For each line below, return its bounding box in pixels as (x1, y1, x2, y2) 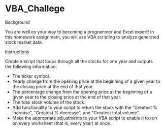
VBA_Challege (5, 3, 65, 14)
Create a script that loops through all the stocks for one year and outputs (5, 58, 153, 64)
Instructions (5, 49, 30, 55)
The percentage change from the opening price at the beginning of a (12, 89, 152, 95)
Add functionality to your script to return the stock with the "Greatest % (12, 104, 158, 110)
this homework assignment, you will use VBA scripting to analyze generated (5, 34, 159, 40)
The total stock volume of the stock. (12, 99, 86, 105)
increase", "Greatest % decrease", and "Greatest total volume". (12, 109, 140, 116)
